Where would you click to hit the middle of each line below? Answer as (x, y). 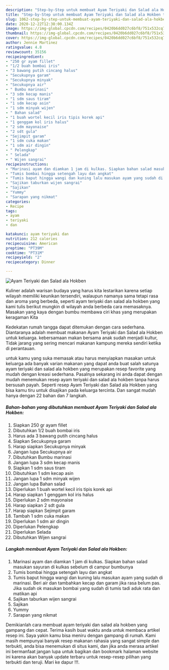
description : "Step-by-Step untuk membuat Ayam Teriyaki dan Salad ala (82, 10)
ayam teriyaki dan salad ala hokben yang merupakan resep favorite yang (81, 369)
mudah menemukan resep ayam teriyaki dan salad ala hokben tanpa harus (82, 380)
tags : (11, 211)
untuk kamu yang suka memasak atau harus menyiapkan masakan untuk (81, 358)
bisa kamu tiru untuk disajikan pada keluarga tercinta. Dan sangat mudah (81, 390)
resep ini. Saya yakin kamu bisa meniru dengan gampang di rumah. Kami (81, 635)
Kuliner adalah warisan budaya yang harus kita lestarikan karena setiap (79, 290)
